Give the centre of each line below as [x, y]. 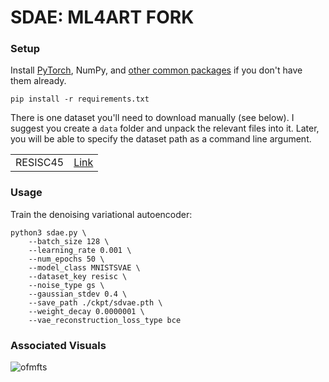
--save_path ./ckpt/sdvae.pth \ [95, 302]
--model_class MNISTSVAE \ [84, 267]
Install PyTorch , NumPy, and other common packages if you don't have [156, 70]
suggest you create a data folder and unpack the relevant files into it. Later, [165, 128]
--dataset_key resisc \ [78, 276]
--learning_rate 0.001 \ [80, 250]
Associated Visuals [58, 345]
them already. [38, 81]
